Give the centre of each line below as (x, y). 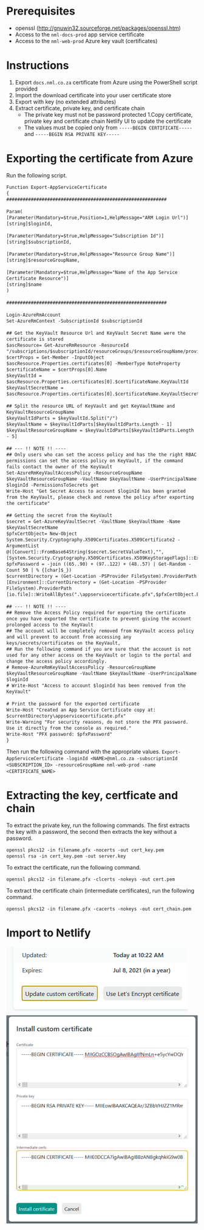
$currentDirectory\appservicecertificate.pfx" (66, 716)
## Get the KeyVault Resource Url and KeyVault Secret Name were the (96, 333)
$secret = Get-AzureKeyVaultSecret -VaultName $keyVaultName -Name (93, 521)
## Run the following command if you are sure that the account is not (99, 649)
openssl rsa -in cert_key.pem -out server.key (66, 856)
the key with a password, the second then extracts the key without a (92, 831)
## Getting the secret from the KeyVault (59, 515)
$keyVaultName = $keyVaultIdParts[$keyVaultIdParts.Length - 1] (89, 424)
